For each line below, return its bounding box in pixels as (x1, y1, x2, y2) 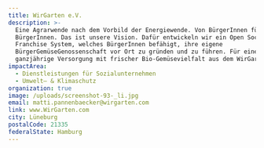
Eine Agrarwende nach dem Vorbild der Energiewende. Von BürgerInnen (15, 26, 247, 34)
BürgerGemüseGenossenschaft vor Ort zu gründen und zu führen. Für (15, 48, 241, 56)
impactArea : (8, 63, 47, 70)
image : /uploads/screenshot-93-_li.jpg (8, 92, 139, 99)
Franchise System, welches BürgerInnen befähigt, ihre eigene (15, 41, 223, 49)
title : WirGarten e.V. (8, 11, 82, 20)
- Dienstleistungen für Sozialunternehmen (15, 70, 156, 78)
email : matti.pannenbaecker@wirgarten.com (8, 99, 149, 106)
